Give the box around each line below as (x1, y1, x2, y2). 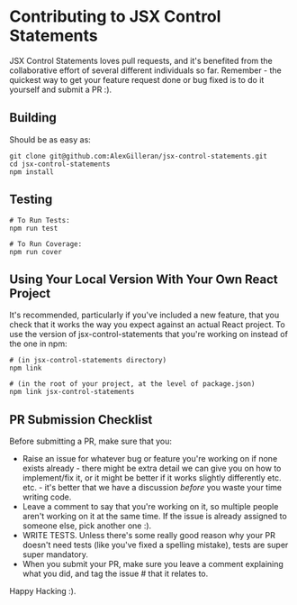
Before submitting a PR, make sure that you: (9, 435, 173, 447)
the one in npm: (9, 338, 67, 349)
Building (9, 110, 57, 125)
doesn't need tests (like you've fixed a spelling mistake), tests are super (22, 539, 289, 551)
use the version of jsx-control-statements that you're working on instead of (9, 329, 288, 340)
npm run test (9, 224, 58, 233)
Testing (9, 192, 53, 207)
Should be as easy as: (9, 133, 92, 145)
